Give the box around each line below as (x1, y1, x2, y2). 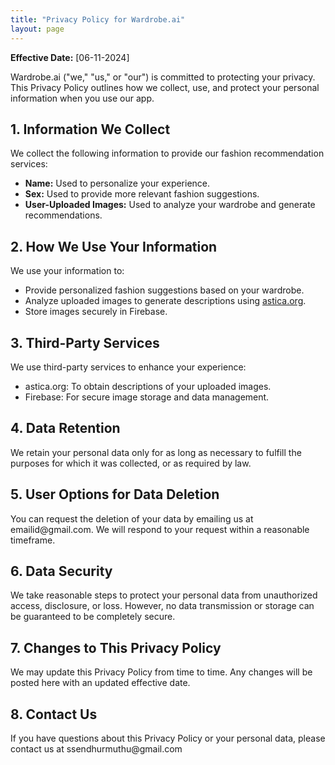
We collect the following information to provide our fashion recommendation (10, 147, 325, 160)
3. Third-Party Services (10, 334, 160, 351)
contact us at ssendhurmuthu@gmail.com (10, 743, 183, 755)
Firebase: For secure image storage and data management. (24, 391, 270, 403)
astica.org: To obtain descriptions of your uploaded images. (24, 380, 272, 392)
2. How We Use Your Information (10, 238, 218, 255)
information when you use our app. (10, 92, 155, 104)
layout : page (10, 24, 65, 34)
